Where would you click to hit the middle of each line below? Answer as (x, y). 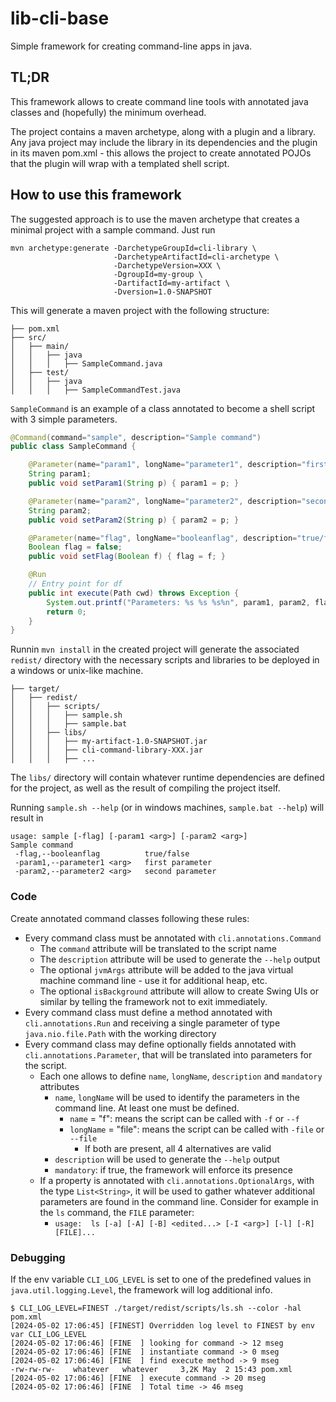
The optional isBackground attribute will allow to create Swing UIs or (179, 991)
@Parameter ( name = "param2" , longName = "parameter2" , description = (165, 501)
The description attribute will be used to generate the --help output (180, 959)
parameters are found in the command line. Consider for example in (179, 1201)
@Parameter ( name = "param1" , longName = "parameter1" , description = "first (178, 465)
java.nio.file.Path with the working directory (120, 1033)
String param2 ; (60, 510)
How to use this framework (96, 195)
